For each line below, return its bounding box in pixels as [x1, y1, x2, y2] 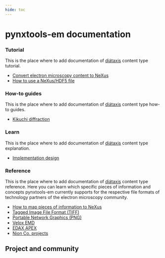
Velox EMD [12, 220, 35, 226]
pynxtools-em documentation [5, 28, 131, 40]
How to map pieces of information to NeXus [12, 204, 102, 210]
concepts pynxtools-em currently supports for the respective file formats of [5, 189, 160, 195]
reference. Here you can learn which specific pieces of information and [5, 184, 151, 190]
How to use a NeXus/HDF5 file [12, 78, 75, 84]
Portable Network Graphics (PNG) [12, 214, 82, 220]
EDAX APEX [12, 225, 37, 231]
